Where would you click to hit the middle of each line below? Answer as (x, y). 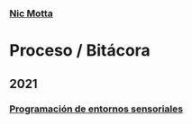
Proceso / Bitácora (80, 51)
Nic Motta (32, 13)
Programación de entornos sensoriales (96, 109)
